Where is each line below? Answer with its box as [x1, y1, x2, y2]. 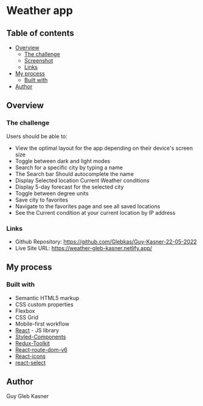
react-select [15, 359, 46, 366]
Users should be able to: [6, 132, 68, 140]
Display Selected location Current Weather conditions [15, 177, 150, 184]
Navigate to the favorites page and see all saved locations [15, 202, 160, 210]
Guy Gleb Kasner [6, 393, 49, 400]
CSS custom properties [15, 301, 74, 308]
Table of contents [6, 28, 74, 38]
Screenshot [24, 57, 53, 64]
